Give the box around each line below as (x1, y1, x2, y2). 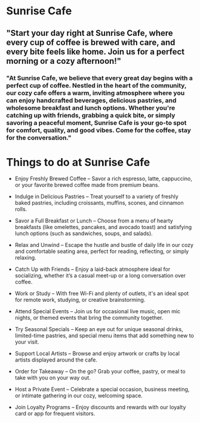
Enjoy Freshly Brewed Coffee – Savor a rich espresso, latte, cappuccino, (14, 175, 193, 183)
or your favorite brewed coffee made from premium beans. (14, 181, 160, 189)
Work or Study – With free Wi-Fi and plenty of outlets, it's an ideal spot (14, 290, 189, 297)
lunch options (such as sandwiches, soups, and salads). (14, 230, 153, 237)
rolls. (14, 206, 27, 213)
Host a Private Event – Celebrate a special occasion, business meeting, (14, 386, 190, 393)
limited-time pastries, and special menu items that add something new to (14, 332, 194, 339)
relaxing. (14, 254, 37, 261)
